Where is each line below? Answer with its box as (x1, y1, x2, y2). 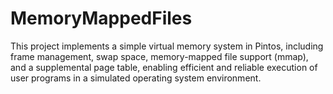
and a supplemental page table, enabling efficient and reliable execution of (10, 61, 318, 73)
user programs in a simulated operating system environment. (10, 72, 262, 84)
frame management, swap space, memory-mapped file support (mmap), (10, 50, 309, 62)
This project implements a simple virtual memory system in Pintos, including (10, 40, 324, 52)
